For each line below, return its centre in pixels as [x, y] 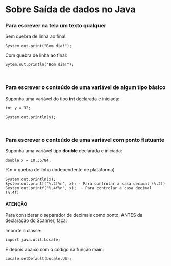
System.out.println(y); [31, 117]
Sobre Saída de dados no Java [71, 9]
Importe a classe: [23, 231]
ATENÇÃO [16, 204]
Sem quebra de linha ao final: [36, 36]
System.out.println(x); [31, 179]
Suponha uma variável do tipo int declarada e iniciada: [63, 99]
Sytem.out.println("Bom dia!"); [40, 65]
